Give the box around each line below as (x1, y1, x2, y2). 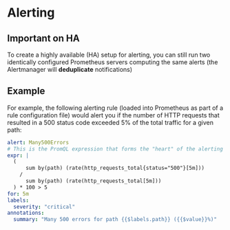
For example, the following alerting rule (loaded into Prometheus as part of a (7, 104, 224, 112)
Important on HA (7, 32, 81, 44)
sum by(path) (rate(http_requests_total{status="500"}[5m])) (25, 164, 205, 172)
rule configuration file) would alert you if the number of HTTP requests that (7, 111, 220, 119)
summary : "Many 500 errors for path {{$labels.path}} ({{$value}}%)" (13, 216, 217, 223)
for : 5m (7, 190, 30, 198)
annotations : (7, 209, 45, 217)
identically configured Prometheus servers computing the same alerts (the (7, 58, 218, 66)
